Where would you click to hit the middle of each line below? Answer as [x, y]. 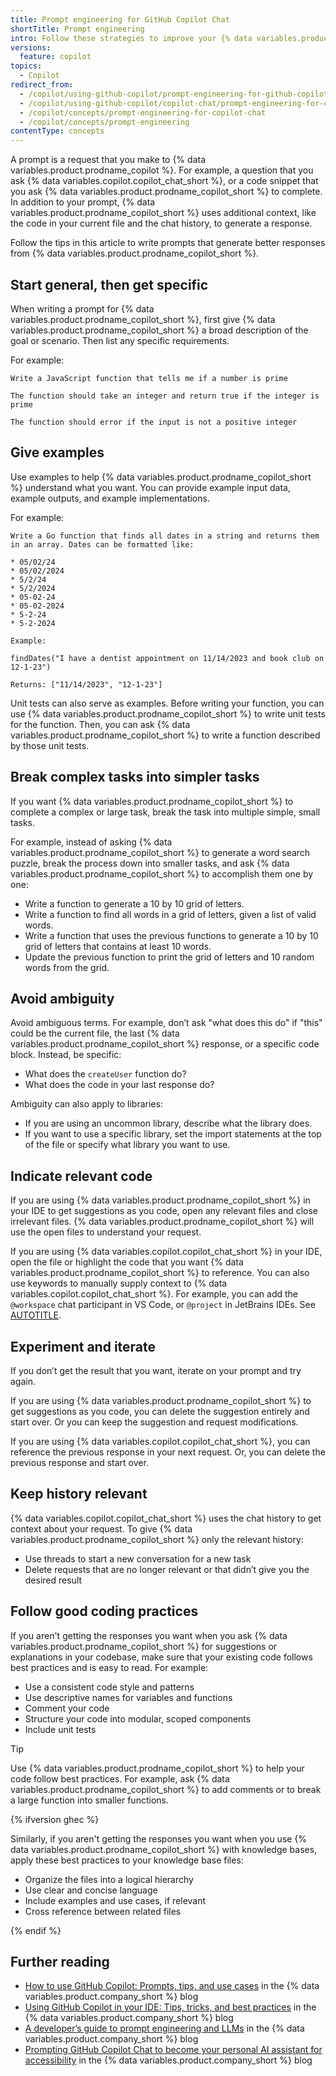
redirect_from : [42, 85]
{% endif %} [36, 1930]
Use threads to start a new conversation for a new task [138, 1558]
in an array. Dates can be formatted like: [102, 544]
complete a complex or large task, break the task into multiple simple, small [165, 812]
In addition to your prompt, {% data [83, 202]
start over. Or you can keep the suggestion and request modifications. [154, 1422]
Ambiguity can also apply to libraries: [86, 1104]
